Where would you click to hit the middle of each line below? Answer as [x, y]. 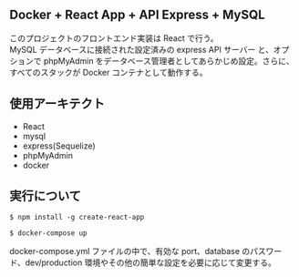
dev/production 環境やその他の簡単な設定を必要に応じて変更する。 [150, 262]
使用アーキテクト [57, 104]
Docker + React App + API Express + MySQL [138, 15]
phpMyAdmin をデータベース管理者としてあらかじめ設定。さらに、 [169, 61]
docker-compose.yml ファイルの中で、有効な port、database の [130, 251]
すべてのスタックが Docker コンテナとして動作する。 [108, 72]
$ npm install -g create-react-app [77, 218]
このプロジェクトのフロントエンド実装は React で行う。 [114, 38]
